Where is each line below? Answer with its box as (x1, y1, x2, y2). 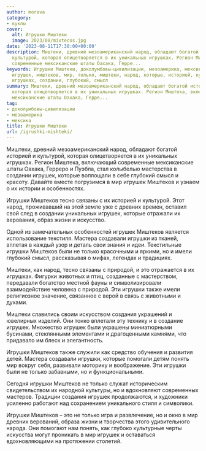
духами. (6, 299, 28, 306)
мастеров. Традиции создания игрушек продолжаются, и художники (6, 393, 188, 400)
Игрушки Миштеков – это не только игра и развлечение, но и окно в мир (6, 412, 198, 418)
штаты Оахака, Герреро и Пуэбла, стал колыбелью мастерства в (6, 165, 177, 172)
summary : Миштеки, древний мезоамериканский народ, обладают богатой (6, 83, 188, 90)
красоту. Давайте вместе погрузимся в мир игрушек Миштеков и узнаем (6, 179, 200, 185)
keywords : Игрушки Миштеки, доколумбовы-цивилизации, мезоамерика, (6, 66, 183, 72)
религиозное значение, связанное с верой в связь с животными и (6, 292, 181, 299)
